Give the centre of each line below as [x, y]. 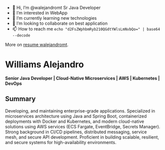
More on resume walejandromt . [37, 45]
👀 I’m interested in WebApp [40, 13]
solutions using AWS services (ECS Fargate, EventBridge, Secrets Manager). [83, 126]
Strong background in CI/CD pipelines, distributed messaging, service [76, 132]
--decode [21, 36]
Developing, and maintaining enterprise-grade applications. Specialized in [80, 111]
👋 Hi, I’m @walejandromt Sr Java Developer [56, 8]
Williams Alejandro [45, 65]
